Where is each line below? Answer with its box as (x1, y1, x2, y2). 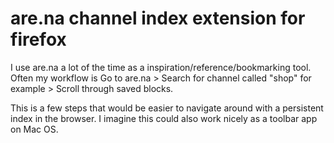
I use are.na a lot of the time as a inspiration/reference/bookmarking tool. (10, 61, 312, 73)
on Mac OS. (10, 123, 59, 135)
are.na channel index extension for (10, 7, 306, 30)
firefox (10, 28, 67, 51)
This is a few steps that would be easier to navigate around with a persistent (10, 102, 324, 114)
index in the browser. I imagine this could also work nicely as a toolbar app (10, 112, 318, 124)
